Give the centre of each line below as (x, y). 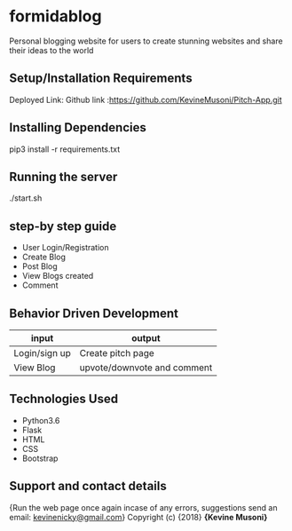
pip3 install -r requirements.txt (65, 149)
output (146, 338)
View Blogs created (58, 276)
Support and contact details (88, 486)
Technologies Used (63, 399)
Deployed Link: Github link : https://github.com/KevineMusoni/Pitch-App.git (146, 99)
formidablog (55, 16)
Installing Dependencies (78, 127)
